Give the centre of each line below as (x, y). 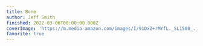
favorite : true (25, 34)
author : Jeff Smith (31, 17)
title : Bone (21, 12)
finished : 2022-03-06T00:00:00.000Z (52, 23)
